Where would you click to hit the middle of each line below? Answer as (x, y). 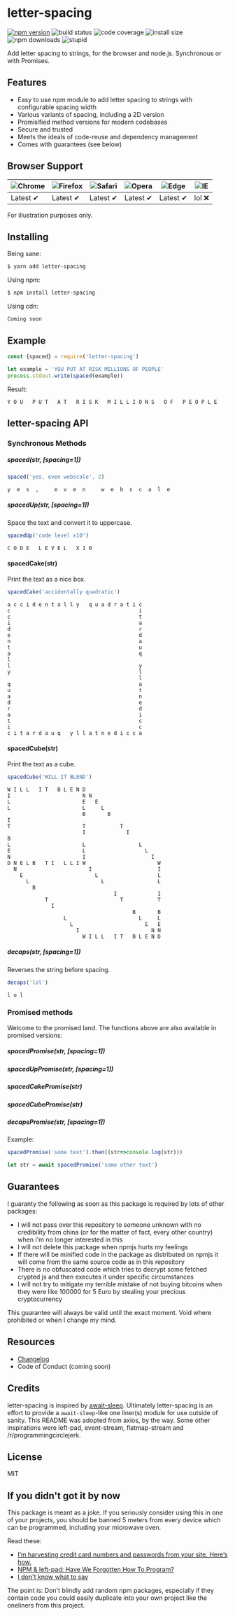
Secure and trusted (45, 129)
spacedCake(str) (33, 563)
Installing (28, 237)
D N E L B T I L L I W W (84, 863)
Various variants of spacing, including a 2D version (91, 114)
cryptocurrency (40, 1299)
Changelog (33, 1358)
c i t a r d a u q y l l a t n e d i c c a (74, 733)
